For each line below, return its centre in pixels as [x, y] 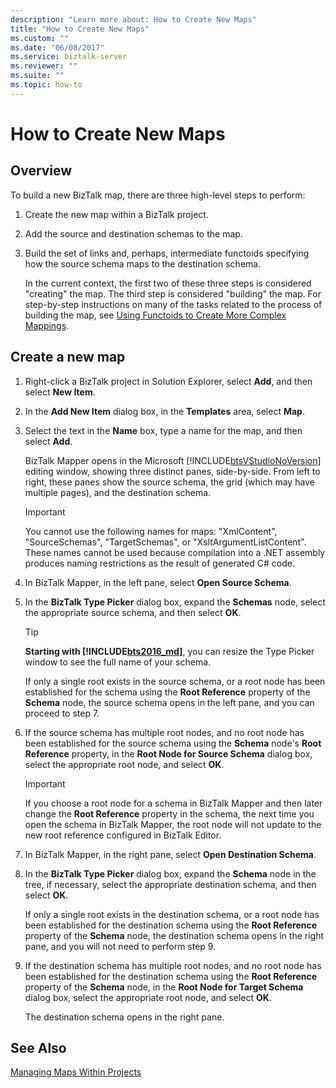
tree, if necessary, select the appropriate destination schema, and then [170, 884]
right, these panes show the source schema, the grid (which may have [169, 482]
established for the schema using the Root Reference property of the [167, 692]
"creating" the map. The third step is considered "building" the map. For [173, 293]
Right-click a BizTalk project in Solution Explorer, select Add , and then [168, 381]
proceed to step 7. [62, 713]
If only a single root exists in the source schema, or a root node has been [175, 681]
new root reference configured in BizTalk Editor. [123, 835]
